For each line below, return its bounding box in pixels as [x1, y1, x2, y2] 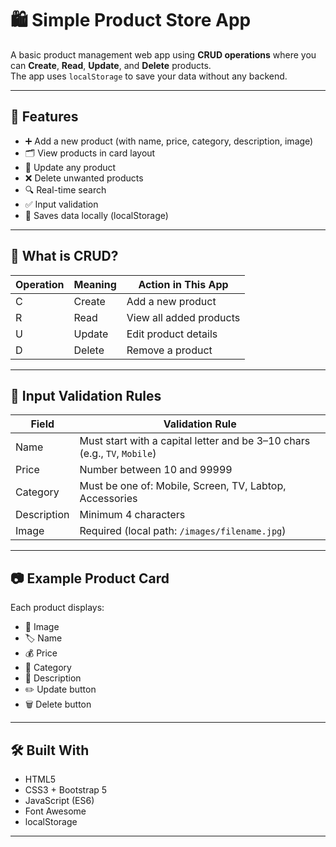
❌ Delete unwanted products [24, 172, 144, 184]
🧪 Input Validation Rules [10, 387, 162, 404]
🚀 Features [10, 108, 79, 126]
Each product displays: [10, 602, 105, 614]
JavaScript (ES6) [24, 795, 95, 806]
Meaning [73, 277, 117, 291]
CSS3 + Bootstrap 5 [24, 784, 108, 796]
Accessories [79, 492, 138, 506]
